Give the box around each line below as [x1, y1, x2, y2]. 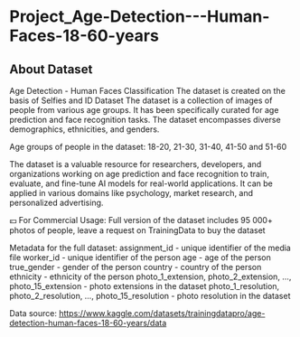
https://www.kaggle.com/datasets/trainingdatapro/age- [58, 308, 266, 318]
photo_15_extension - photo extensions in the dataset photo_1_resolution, [9, 281, 280, 291]
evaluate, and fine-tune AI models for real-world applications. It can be [9, 178, 274, 189]
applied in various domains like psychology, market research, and [9, 188, 254, 198]
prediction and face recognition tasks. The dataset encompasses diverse [9, 115, 282, 125]
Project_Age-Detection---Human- [9, 6, 270, 27]
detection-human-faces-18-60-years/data [9, 318, 167, 328]
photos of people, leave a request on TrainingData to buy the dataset [9, 225, 266, 236]
